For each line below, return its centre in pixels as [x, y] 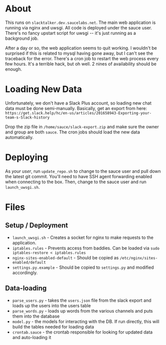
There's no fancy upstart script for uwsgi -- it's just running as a [71, 33]
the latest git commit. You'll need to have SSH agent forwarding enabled [79, 176]
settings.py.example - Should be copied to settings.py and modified [83, 267]
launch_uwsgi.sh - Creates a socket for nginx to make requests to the [83, 237]
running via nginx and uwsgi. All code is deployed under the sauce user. [79, 27]
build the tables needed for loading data [53, 327]
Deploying [27, 158]
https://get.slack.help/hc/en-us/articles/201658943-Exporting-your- [79, 113]
